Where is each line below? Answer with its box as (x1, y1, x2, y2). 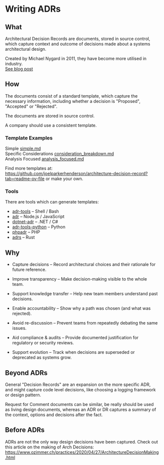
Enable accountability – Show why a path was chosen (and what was (12, 305, 151, 311)
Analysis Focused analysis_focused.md (5, 156, 84, 162)
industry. (5, 61, 23, 66)
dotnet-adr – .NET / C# (12, 219, 59, 225)
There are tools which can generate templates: (5, 199, 99, 205)
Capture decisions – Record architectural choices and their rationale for (12, 262, 156, 267)
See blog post (5, 66, 33, 72)
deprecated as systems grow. (12, 355, 72, 361)
